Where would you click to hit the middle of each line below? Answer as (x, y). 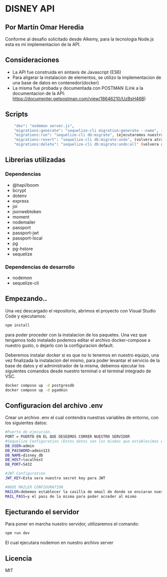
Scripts (17, 115)
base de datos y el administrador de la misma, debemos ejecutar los (75, 365)
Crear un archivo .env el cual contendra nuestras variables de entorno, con (82, 418)
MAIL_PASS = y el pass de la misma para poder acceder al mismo (71, 496)
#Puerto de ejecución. (29, 432)
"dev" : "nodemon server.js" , (44, 126)
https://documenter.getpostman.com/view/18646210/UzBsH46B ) (79, 98)
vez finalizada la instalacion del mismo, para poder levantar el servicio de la (83, 360)
